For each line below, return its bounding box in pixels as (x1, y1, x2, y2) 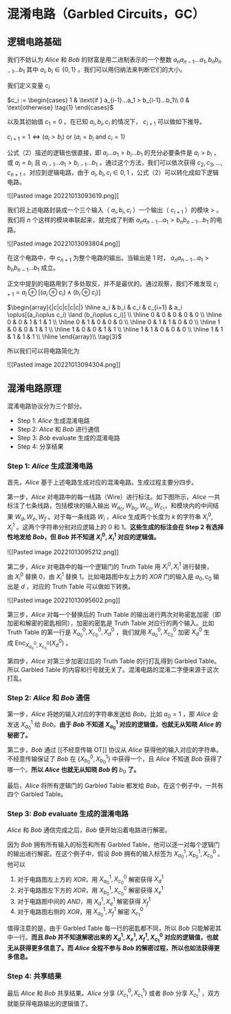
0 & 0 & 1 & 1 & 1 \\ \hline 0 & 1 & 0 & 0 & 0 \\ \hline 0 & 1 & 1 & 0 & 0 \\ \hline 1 (7, 318, 221, 326)
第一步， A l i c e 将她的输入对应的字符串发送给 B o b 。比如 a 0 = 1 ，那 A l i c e (7, 710, 211, 720)
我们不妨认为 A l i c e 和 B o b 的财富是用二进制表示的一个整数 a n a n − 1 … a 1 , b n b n (7, 56, 222, 65)
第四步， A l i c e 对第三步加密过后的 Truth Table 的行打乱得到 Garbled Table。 (7, 657, 221, 665)
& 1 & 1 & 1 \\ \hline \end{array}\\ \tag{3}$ (7, 332, 122, 341)
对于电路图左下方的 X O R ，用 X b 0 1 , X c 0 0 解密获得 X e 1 (16, 885, 164, 897)
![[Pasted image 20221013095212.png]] (7, 547, 119, 556)
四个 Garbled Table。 (7, 790, 67, 798)
